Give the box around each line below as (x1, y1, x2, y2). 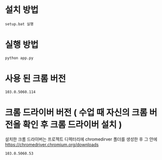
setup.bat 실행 (5, 21, 34, 27)
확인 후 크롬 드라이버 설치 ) (22, 119, 122, 130)
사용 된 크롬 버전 (5, 73, 66, 84)
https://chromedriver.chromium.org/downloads (5, 142, 99, 147)
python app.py (5, 55, 34, 61)
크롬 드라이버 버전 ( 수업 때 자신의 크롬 (5, 107, 148, 118)
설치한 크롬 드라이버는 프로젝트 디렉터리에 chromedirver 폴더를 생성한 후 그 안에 (5, 136, 158, 142)
